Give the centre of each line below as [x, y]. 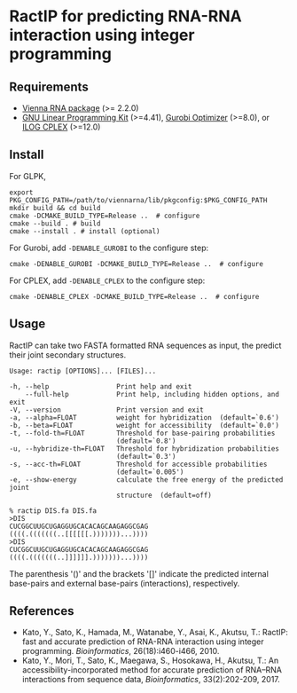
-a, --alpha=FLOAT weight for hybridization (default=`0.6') [144, 417]
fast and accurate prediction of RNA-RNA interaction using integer [143, 642]
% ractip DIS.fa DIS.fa [53, 511]
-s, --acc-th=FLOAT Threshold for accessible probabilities [138, 464]
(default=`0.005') [150, 472]
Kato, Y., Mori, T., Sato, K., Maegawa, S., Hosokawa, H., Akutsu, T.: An [150, 661]
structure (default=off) [164, 495]
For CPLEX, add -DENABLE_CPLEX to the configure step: [107, 280]
